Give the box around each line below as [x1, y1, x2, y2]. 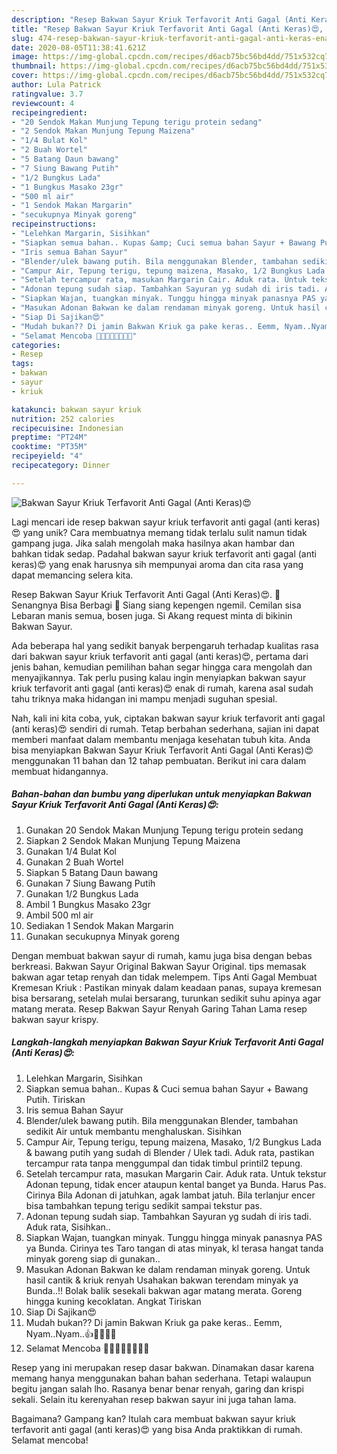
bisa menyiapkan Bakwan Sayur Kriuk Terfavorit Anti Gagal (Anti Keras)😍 [11, 744, 314, 756]
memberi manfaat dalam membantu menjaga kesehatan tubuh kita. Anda [11, 733, 311, 745]
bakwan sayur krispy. [11, 1013, 99, 1025]
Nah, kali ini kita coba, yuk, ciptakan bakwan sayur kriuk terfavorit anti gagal [11, 712, 326, 724]
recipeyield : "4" [11, 451, 84, 461]
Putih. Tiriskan [25, 1093, 86, 1105]
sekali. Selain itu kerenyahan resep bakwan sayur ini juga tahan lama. [11, 1393, 297, 1405]
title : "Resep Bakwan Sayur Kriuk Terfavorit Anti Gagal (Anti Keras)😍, [11, 24, 324, 34]
